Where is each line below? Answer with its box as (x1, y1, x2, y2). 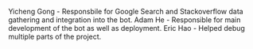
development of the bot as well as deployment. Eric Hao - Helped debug (8, 24, 245, 32)
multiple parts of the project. (8, 32, 102, 41)
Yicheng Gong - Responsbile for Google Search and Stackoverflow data (8, 7, 244, 16)
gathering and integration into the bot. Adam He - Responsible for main (8, 15, 241, 24)
